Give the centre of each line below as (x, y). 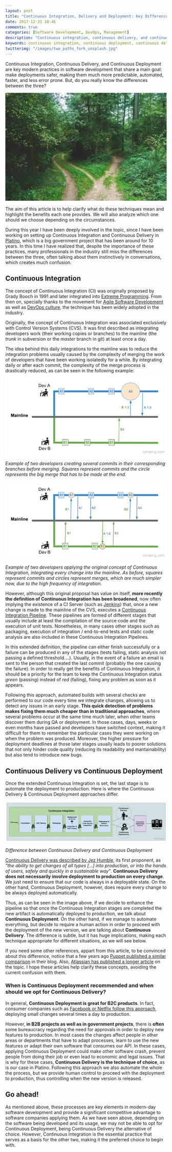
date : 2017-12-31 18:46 (31, 22)
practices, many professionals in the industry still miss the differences (79, 252)
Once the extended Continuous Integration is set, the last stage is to (77, 783)
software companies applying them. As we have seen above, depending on (85, 1118)
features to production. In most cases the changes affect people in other (82, 1035)
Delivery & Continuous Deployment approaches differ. (62, 794)
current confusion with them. (36, 972)
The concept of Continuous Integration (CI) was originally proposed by (80, 291)
